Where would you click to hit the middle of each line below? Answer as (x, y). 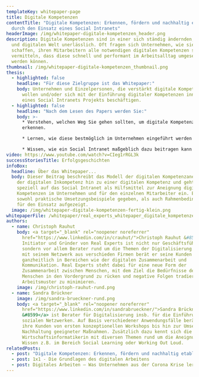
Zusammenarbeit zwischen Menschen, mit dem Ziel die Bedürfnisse (104, 271)
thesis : (16, 73)
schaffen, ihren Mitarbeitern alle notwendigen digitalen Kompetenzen (100, 51)
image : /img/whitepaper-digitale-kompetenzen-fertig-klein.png (91, 210)
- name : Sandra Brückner (42, 293)
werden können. (30, 61)
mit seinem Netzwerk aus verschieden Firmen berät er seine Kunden (107, 254)
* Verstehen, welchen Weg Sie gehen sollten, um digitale (95, 122)
